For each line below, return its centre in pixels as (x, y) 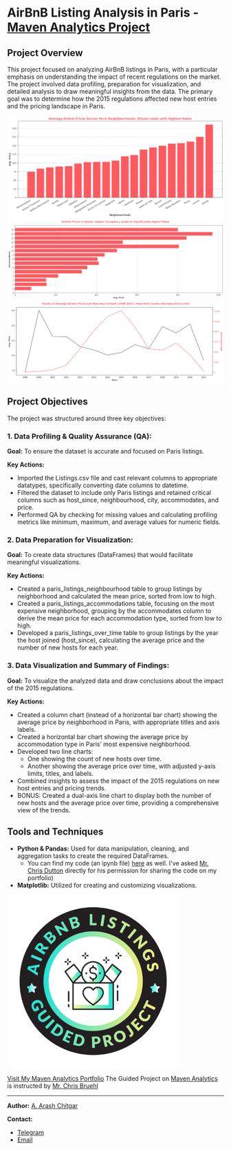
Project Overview (45, 53)
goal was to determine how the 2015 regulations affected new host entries (112, 99)
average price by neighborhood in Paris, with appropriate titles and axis (118, 722)
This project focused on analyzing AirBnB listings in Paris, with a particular (112, 69)
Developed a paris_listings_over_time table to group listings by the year (118, 633)
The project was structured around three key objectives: (87, 418)
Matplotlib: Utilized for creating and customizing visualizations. (107, 885)
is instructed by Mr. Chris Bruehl (53, 1086)
